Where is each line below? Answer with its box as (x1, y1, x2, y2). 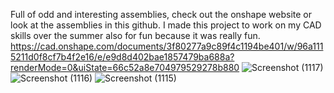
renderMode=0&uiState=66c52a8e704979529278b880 (10, 62, 240, 73)
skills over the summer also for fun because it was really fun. (10, 30, 261, 41)
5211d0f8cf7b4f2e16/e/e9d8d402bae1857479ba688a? (10, 51, 235, 63)
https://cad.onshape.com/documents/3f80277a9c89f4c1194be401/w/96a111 (10, 40, 324, 52)
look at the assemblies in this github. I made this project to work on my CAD (10, 19, 322, 31)
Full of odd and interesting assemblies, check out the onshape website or (10, 9, 312, 20)
